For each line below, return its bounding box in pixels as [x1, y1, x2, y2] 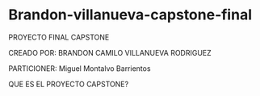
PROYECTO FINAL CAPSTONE [8, 32, 110, 42]
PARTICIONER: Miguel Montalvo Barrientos [8, 63, 151, 73]
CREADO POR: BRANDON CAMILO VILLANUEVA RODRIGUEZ [8, 48, 212, 57]
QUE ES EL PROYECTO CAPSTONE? [8, 79, 129, 89]
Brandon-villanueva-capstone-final [8, 6, 253, 24]
